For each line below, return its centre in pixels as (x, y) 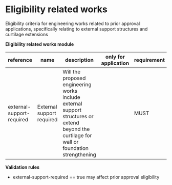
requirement (149, 60)
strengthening (79, 154)
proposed (74, 78)
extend (71, 122)
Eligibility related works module (40, 44)
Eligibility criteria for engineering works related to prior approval (73, 23)
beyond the (76, 129)
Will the (71, 71)
